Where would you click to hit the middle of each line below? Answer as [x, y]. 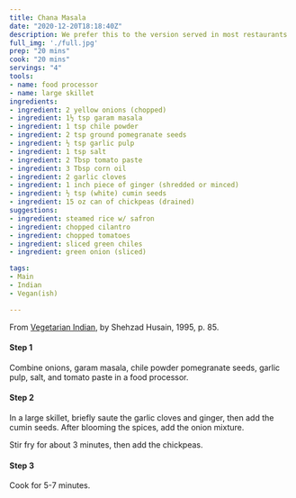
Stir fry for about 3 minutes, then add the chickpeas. [107, 445]
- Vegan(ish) [34, 294]
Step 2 [22, 398]
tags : [19, 268]
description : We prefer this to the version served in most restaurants [148, 34]
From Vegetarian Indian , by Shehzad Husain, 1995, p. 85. [114, 327]
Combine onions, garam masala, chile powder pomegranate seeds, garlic [145, 367]
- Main [22, 277]
